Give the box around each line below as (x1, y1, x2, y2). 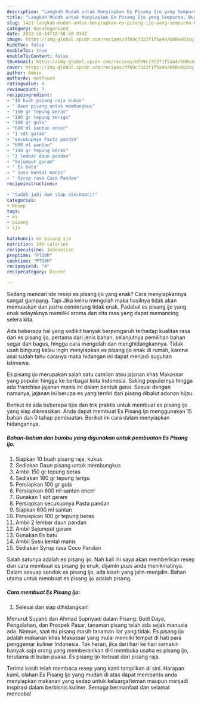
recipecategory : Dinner (7, 269, 66, 275)
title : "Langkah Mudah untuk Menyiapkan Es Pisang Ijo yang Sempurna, (7, 14, 186, 20)
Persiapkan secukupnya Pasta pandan (15, 500, 110, 507)
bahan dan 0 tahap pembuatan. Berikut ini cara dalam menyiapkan (7, 414, 170, 421)
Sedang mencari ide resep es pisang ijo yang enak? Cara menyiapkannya (7, 291, 187, 297)
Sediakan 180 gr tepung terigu (15, 474, 90, 481)
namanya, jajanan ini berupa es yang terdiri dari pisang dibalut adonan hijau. (7, 390, 194, 397)
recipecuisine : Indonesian (7, 247, 74, 253)
